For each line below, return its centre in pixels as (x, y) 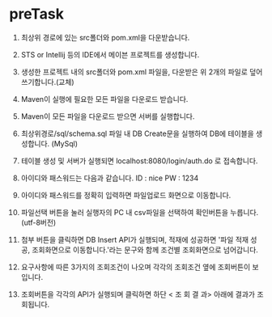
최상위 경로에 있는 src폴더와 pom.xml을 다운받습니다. (105, 37)
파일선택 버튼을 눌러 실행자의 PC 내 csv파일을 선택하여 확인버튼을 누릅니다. (140, 212)
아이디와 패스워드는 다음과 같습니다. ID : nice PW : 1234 (110, 178)
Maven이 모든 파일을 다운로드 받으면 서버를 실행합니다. (108, 116)
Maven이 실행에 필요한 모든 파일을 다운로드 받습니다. (104, 99)
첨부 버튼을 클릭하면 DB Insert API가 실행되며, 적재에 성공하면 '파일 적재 (135, 239)
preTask (36, 14)
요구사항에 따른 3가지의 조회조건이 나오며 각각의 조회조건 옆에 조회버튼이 (136, 267)
